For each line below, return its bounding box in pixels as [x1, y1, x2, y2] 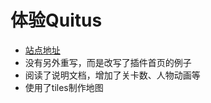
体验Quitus [10, 9, 103, 32]
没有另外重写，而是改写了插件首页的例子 [24, 56, 192, 68]
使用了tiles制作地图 [24, 81, 104, 93]
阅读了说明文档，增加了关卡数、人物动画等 [24, 69, 201, 81]
